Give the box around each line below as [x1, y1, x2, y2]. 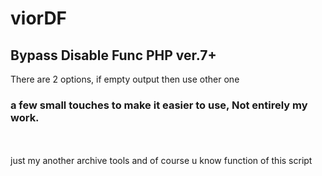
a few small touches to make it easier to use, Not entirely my [10, 98, 308, 112]
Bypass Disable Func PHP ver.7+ [10, 47, 217, 64]
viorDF [10, 7, 68, 30]
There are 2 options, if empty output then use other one [10, 73, 240, 85]
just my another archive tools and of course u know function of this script [10, 155, 313, 167]
